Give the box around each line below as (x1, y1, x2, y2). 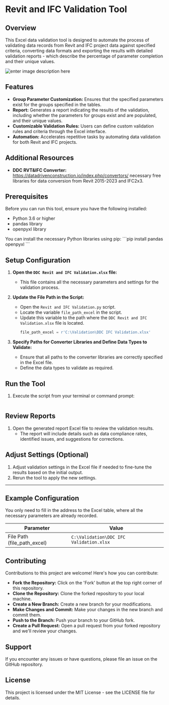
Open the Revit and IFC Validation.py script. (20, 304, 116, 310)
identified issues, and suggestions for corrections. (20, 436, 124, 442)
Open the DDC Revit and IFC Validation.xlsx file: (12, 269, 117, 275)
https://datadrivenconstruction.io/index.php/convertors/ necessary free (12, 172, 161, 179)
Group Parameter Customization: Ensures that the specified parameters (12, 96, 163, 102)
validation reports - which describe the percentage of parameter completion (5, 53, 163, 59)
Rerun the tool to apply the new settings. (12, 475, 97, 481)
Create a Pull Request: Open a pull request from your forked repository (12, 623, 161, 629)
